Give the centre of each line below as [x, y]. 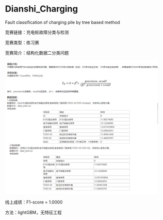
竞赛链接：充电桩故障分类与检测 [37, 32]
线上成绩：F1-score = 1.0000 [34, 202]
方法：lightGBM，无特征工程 [33, 212]
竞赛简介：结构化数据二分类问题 [37, 53]
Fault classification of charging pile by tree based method [63, 22]
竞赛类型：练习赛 [22, 43]
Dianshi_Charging [41, 9]
